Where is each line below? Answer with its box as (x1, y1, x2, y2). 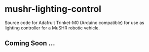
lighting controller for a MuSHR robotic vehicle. (4, 25, 100, 30)
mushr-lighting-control (4, 3, 102, 15)
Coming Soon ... (4, 39, 55, 48)
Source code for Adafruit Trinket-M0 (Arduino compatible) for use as (4, 20, 145, 26)
